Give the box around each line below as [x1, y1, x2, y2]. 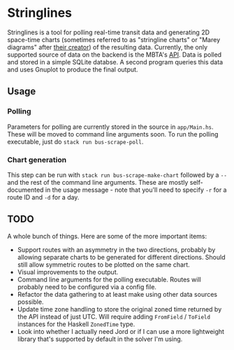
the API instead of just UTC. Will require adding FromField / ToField [17, 312, 211, 321]
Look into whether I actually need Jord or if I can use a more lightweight [17, 327, 225, 335]
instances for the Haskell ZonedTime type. [17, 320, 136, 328]
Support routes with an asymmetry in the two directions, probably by [17, 245, 216, 253]
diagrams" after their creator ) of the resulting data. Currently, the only [7, 43, 208, 51]
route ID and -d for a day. [7, 192, 80, 201]
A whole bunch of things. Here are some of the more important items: [7, 232, 207, 240]
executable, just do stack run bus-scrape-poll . [7, 137, 144, 146]
